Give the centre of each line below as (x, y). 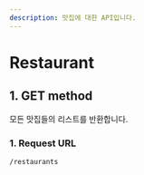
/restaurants (34, 161)
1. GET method (51, 96)
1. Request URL (43, 143)
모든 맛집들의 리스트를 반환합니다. (69, 119)
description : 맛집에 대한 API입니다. (73, 18)
